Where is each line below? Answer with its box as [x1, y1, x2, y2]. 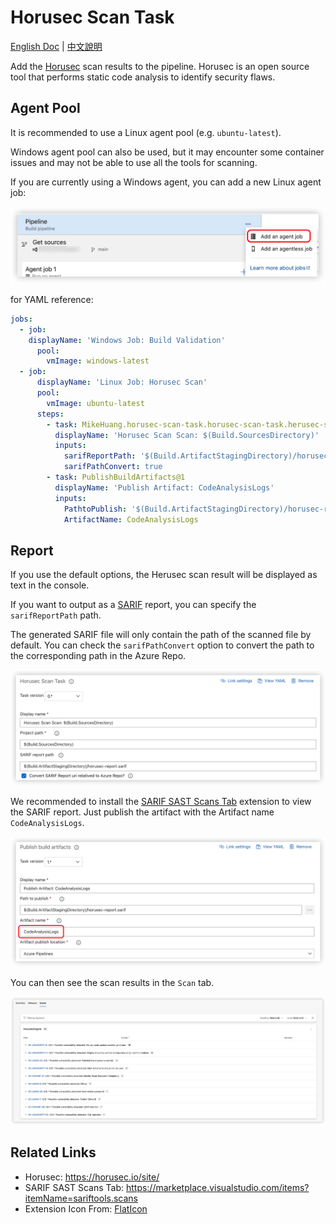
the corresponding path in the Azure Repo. [10, 650, 187, 662]
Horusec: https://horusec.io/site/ [24, 1171, 160, 1183]
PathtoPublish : [63, 504, 128, 514]
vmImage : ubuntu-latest [46, 398, 145, 408]
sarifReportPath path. [10, 609, 102, 621]
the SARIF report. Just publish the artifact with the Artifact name [10, 806, 275, 818]
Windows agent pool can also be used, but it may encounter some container [10, 146, 325, 158]
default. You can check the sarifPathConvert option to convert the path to [10, 639, 315, 651]
